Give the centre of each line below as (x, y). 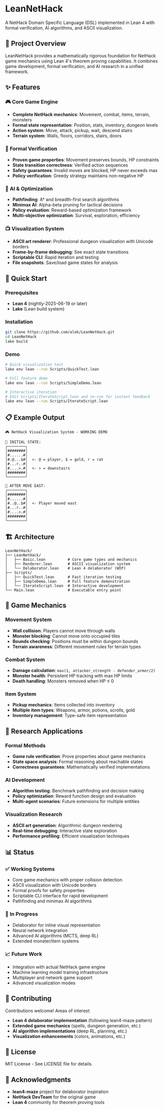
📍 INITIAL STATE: (23, 442)
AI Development (25, 779)
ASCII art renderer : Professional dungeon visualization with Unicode (83, 241)
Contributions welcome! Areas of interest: (48, 1010)
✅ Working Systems (30, 869)
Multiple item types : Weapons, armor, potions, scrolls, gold (74, 710)
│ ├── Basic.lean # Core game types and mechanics (71, 559)
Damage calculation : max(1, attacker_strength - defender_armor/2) (84, 670)
